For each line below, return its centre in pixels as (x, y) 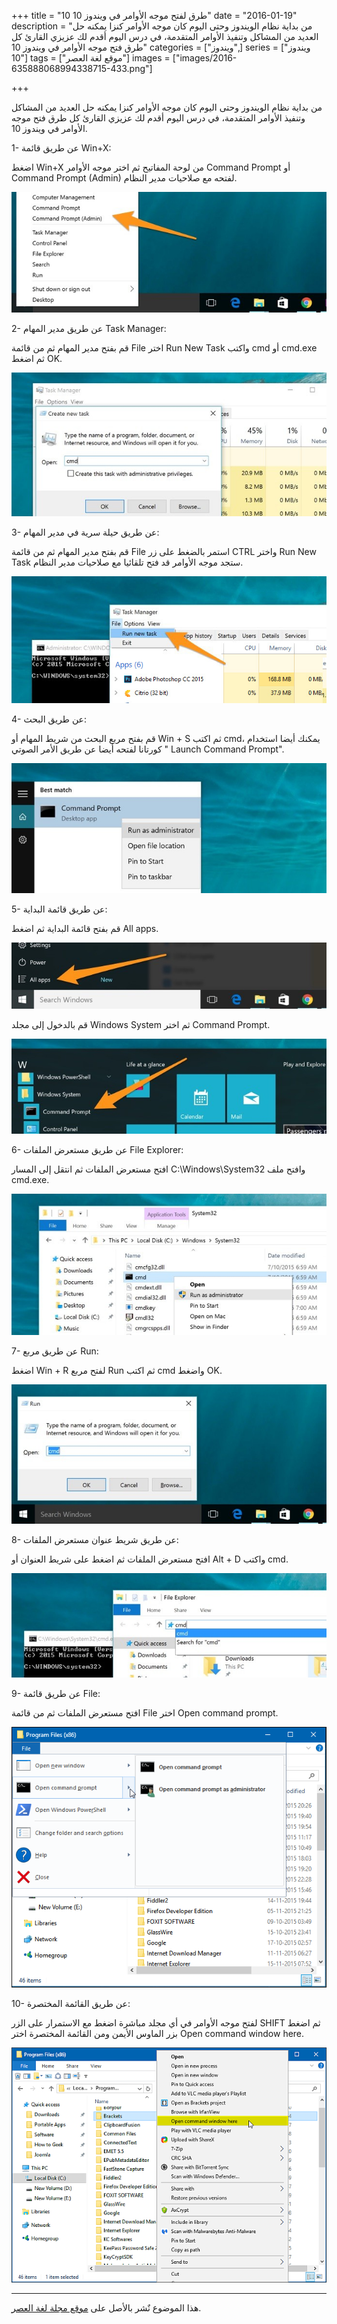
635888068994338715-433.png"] (82, 68)
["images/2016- (205, 58)
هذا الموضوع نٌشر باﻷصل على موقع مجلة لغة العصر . (106, 2307)
